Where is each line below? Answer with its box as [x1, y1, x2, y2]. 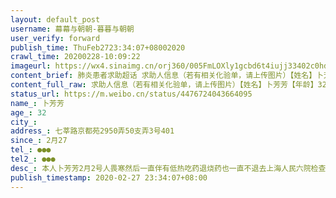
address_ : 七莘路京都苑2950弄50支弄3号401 [10, 126, 175, 136]
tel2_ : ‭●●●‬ [10, 154, 56, 164]
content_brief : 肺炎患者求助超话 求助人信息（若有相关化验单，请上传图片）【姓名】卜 [10, 71, 325, 81]
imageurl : [10, 61, 52, 71]
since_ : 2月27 [10, 136, 68, 146]
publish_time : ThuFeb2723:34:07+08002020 [10, 42, 186, 53]
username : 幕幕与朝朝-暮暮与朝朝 [10, 24, 135, 34]
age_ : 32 [10, 107, 47, 118]
